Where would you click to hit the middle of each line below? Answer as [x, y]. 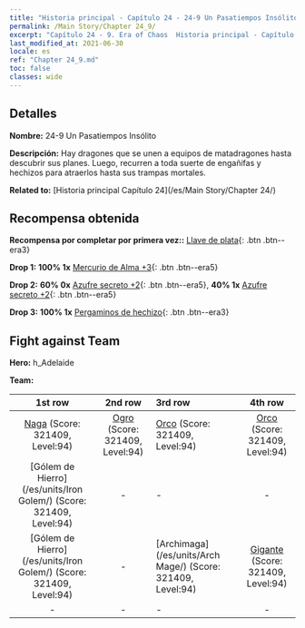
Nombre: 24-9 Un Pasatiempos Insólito [83, 135]
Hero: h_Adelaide [42, 363]
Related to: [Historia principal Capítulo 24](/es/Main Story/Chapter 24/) [143, 190]
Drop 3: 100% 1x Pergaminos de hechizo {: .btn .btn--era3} [119, 312]
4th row [266, 403]
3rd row [173, 403]
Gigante [267, 550]
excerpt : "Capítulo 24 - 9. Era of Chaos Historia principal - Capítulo [152, 34]
